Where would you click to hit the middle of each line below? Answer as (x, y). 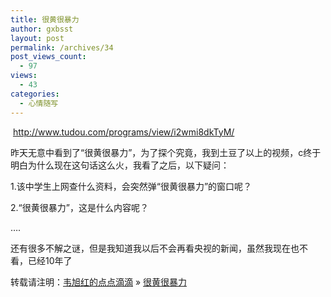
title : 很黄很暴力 (45, 19)
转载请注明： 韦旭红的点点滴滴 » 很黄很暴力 (99, 282)
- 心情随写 (39, 103)
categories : (35, 94)
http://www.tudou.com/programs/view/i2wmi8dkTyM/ (123, 132)
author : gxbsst (42, 29)
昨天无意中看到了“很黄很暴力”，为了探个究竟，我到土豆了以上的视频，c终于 (166, 152)
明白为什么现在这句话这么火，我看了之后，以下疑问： (120, 165)
